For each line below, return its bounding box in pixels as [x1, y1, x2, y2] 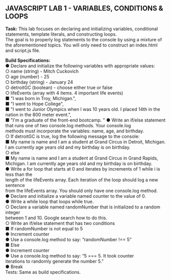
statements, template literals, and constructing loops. [5, 31, 117, 37]
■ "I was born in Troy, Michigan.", [5, 95, 77, 101]
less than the [5, 171, 33, 177]
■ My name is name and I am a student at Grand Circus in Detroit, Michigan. [5, 138, 166, 145]
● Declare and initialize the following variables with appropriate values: [5, 62, 155, 68]
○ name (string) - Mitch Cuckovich [5, 68, 79, 74]
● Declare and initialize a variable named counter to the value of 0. [5, 193, 146, 199]
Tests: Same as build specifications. [5, 269, 81, 275]
